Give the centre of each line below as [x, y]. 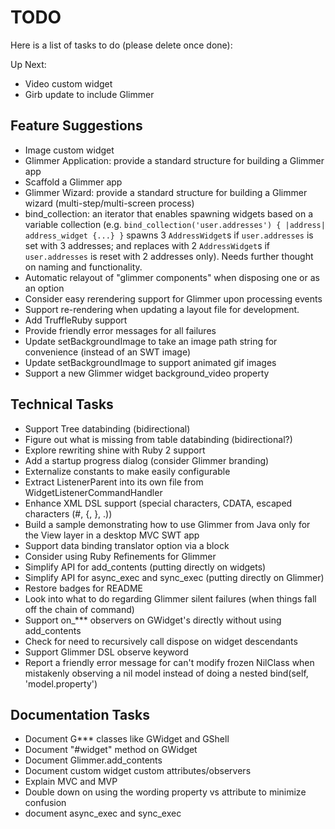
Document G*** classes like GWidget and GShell [127, 739]
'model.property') [61, 683]
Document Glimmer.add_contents [93, 760]
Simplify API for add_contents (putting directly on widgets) [145, 567]
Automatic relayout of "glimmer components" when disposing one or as [172, 277]
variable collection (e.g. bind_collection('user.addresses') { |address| [175, 224]
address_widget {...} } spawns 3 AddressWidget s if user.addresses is [169, 235]
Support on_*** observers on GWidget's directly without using [153, 620]
